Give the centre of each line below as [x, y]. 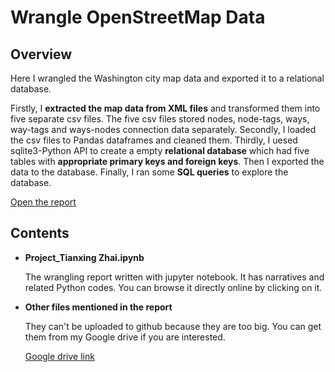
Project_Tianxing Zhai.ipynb [84, 257]
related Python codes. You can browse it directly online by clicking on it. [173, 287]
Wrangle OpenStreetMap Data [138, 17]
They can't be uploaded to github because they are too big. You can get [173, 326]
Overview [41, 54]
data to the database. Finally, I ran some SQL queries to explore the [149, 172]
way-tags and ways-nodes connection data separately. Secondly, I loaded [163, 129]
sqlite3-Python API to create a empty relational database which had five [160, 150]
